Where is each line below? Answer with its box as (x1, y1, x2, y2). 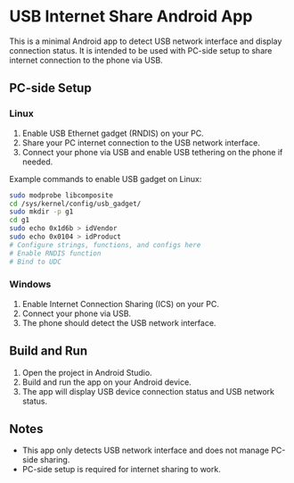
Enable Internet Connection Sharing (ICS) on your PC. (21, 298, 220, 309)
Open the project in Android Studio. (21, 367, 153, 378)
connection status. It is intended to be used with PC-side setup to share (9, 45, 273, 55)
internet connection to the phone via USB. (9, 54, 163, 65)
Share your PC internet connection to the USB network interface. (21, 137, 260, 148)
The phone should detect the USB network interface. (21, 317, 216, 328)
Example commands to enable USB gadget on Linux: (9, 173, 202, 184)
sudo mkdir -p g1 (9, 207, 74, 216)
